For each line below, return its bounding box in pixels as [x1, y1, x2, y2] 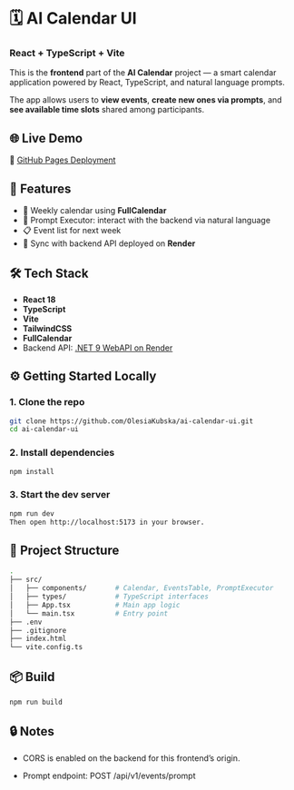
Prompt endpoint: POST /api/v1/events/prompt [22, 770, 196, 781]
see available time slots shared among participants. [9, 104, 205, 115]
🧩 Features [9, 181, 72, 196]
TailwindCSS [22, 322, 73, 333]
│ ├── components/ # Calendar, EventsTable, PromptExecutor [9, 584, 274, 593]
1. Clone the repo [9, 396, 85, 409]
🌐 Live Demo [9, 130, 83, 146]
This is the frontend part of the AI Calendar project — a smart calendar [9, 67, 277, 78]
